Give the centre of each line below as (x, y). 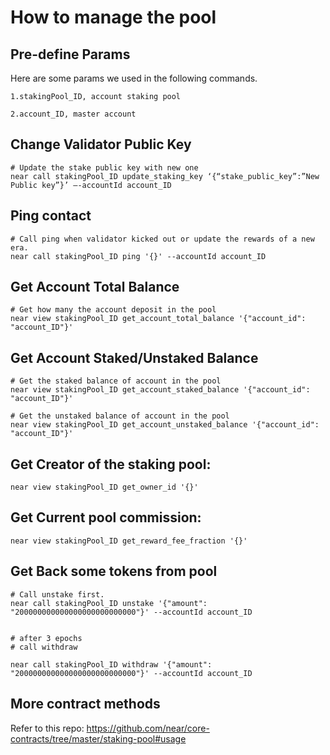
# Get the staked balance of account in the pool (116, 381)
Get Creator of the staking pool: (111, 464)
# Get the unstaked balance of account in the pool (120, 416)
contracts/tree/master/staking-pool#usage (98, 738)
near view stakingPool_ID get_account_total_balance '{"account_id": (158, 319)
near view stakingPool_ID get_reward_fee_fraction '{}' (129, 541)
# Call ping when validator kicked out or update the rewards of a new (162, 239)
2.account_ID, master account (73, 114)
